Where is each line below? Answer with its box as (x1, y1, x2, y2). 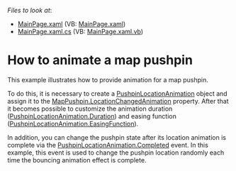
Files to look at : (7, 6, 52, 14)
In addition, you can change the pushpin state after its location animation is (7, 133, 227, 141)
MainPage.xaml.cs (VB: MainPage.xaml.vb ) (17, 28, 144, 35)
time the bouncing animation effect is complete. (7, 155, 147, 164)
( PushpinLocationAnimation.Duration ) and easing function (7, 111, 177, 120)
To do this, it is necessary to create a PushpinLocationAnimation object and (7, 89, 228, 98)
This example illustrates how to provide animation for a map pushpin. (7, 75, 209, 84)
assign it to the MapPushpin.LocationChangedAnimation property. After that (7, 96, 229, 105)
